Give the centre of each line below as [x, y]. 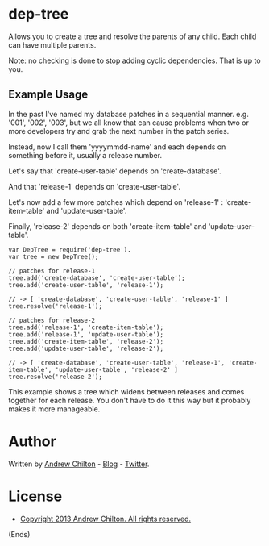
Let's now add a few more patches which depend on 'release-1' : [116, 202]
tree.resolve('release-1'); [56, 306]
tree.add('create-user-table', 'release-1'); [86, 285]
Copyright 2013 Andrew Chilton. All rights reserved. [106, 519]
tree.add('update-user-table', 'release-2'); [86, 348]
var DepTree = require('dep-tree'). [70, 250]
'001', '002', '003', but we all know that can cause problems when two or [129, 123]
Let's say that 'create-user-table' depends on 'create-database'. [115, 171]
